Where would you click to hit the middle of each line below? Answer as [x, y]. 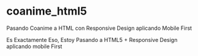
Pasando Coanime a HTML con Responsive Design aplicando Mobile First [99, 28]
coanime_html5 [47, 11]
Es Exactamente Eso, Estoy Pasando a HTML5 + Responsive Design [92, 40]
